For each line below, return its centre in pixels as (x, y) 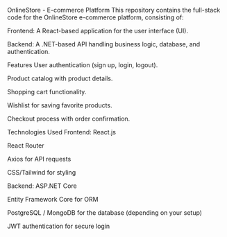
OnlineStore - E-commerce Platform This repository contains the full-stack (114, 10)
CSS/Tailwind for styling (42, 172)
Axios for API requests (39, 159)
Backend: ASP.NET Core (42, 186)
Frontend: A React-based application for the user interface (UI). (98, 31)
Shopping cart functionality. (47, 92)
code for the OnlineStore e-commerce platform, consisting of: (95, 17)
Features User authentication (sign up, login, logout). (83, 65)
